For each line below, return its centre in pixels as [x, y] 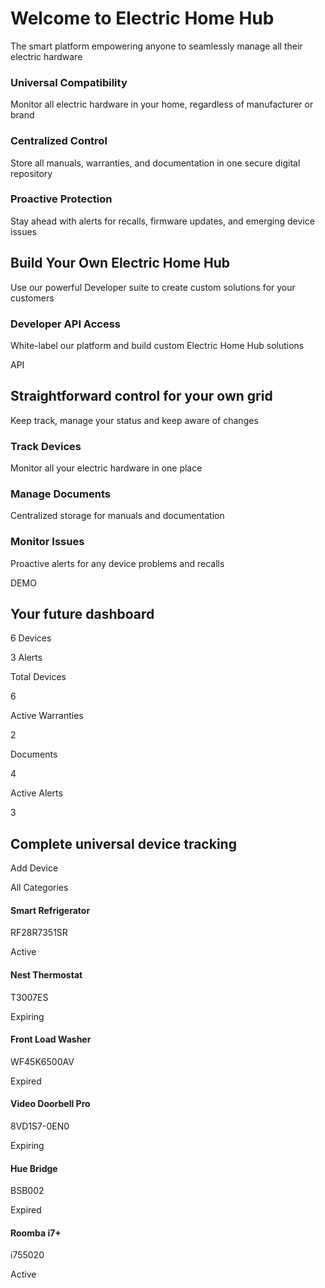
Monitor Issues [47, 542]
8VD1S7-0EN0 [40, 1126]
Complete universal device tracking [123, 843]
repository [31, 173]
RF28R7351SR [39, 933]
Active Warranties [47, 716]
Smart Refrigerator [50, 910]
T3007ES [29, 997]
